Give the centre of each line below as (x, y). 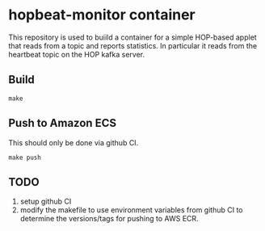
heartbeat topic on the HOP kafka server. (77, 54)
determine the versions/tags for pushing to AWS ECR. (109, 219)
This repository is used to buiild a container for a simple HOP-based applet (132, 37)
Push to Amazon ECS (63, 123)
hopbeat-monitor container (102, 15)
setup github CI (46, 202)
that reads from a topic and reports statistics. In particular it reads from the (132, 45)
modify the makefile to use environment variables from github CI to (132, 210)
